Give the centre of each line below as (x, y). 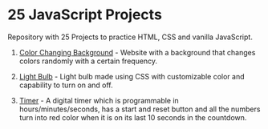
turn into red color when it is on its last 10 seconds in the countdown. (133, 117)
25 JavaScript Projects (85, 15)
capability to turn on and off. (66, 85)
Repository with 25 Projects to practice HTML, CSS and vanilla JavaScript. (130, 37)
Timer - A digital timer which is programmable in (99, 100)
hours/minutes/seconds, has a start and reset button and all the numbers (140, 109)
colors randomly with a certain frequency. (88, 61)
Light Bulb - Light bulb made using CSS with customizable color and (132, 76)
